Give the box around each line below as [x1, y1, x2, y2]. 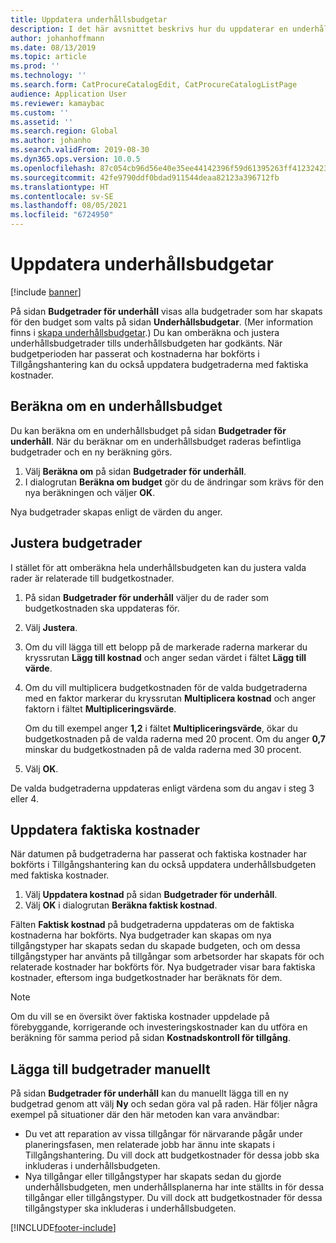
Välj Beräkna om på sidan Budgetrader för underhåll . [24, 465, 247, 477]
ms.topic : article [10, 52, 87, 62]
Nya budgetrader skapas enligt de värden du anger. [10, 506, 223, 518]
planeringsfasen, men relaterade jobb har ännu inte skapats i [24, 1139, 275, 1151]
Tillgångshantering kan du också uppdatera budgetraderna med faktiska [10, 358, 309, 370]
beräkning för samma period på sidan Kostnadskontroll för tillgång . [10, 1032, 291, 1044]
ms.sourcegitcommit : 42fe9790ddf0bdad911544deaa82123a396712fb [10, 172, 280, 183]
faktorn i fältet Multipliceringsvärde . [24, 702, 177, 715]
